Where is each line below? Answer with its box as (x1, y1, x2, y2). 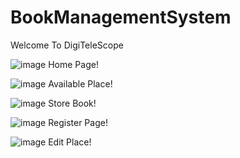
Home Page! (48, 58, 99, 70)
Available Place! (48, 77, 113, 90)
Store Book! (48, 97, 97, 109)
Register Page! (48, 116, 108, 128)
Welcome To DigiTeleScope (10, 39, 124, 51)
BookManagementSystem (10, 6, 232, 29)
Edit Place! (48, 136, 92, 148)
